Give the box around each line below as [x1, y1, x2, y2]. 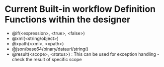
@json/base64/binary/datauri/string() [11, 46, 89, 52]
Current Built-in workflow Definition [4, 3, 156, 15]
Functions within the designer [4, 14, 131, 25]
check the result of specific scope [11, 56, 82, 62]
